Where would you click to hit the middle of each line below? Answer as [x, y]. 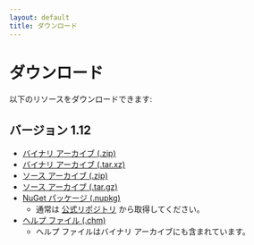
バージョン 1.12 [51, 130]
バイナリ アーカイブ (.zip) [69, 154]
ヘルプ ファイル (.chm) [64, 221]
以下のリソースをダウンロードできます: [81, 99]
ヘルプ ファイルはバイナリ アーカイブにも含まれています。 [143, 232]
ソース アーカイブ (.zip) [65, 176]
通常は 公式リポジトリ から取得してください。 [120, 209]
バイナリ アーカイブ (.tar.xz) [74, 165]
